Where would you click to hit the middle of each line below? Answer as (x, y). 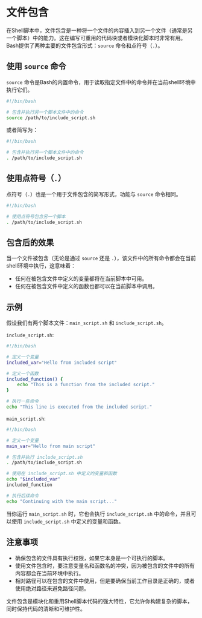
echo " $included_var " (33, 479)
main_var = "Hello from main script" (51, 446)
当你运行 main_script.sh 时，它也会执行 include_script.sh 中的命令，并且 (99, 514)
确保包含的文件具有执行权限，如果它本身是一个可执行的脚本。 (92, 558)
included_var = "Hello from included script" (62, 363)
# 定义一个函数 (23, 373)
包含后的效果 (30, 242)
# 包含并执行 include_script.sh (45, 457)
